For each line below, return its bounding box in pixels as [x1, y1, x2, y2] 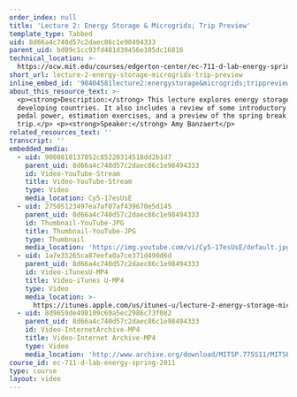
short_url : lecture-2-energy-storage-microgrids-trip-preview [9, 71, 243, 80]
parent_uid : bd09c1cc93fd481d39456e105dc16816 [9, 46, 184, 55]
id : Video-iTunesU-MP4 [25, 268, 109, 277]
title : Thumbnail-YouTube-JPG [25, 226, 137, 235]
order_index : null [9, 12, 77, 22]
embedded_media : [9, 144, 69, 153]
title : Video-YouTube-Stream [25, 178, 133, 187]
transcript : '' [9, 136, 65, 145]
